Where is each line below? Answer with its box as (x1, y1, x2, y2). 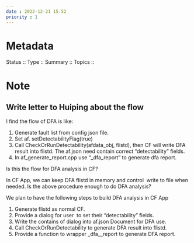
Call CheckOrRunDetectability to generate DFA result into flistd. (14, 224, 167, 231)
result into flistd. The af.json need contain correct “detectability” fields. (14, 148, 185, 155)
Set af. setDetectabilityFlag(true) (14, 135, 93, 142)
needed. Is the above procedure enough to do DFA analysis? (6, 183, 152, 190)
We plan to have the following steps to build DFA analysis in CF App (6, 194, 169, 201)
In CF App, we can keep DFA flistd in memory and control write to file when (6, 177, 189, 184)
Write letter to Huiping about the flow (6, 102, 144, 112)
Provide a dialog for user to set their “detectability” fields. (14, 212, 154, 219)
